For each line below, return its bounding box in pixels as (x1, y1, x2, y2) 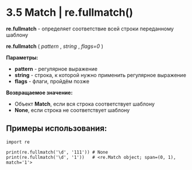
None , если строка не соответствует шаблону (14, 106, 130, 113)
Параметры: (6, 54, 39, 61)
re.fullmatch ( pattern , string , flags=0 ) (6, 43, 103, 50)
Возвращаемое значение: (6, 89, 73, 96)
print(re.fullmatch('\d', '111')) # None (6, 149, 109, 155)
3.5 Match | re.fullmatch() (6, 6, 133, 19)
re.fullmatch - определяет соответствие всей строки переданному (6, 25, 174, 32)
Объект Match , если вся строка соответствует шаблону (14, 100, 155, 107)
